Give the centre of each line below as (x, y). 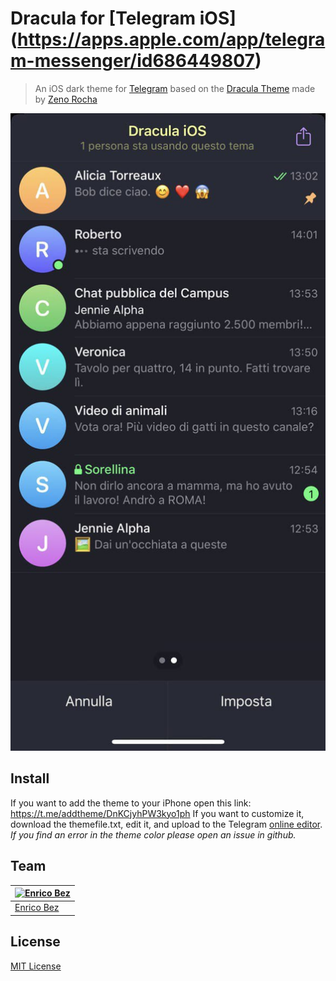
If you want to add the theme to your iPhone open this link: (131, 803)
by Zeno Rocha (66, 99)
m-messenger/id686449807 (132, 61)
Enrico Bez (37, 908)
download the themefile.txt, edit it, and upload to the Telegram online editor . (166, 824)
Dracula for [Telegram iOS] (123, 18)
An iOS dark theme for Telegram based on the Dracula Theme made (175, 88)
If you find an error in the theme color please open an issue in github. (153, 834)
